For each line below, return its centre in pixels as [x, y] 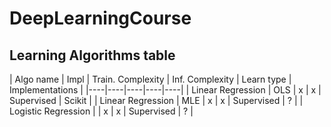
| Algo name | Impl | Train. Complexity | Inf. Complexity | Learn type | [150, 79]
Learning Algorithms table [92, 55]
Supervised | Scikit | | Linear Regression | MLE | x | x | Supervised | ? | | [156, 100]
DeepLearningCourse [100, 18]
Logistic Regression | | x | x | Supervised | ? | [101, 111]
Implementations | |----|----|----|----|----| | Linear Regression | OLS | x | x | [165, 90]
